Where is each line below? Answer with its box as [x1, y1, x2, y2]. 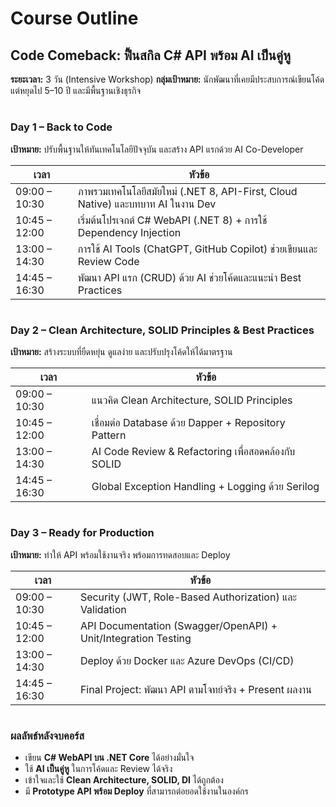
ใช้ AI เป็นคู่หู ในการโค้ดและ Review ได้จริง [24, 763, 173, 775]
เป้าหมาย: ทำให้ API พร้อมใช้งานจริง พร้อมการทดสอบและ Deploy [10, 548, 231, 561]
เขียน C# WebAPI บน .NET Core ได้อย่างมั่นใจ [24, 752, 195, 764]
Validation [79, 602, 127, 616]
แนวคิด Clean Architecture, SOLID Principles [91, 393, 293, 407]
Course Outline [10, 7, 139, 30]
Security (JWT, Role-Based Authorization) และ [79, 590, 297, 604]
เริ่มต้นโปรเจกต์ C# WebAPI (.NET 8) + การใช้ [77, 213, 268, 227]
